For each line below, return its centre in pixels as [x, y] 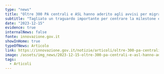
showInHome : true [23, 41]
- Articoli [20, 64]
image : [12, 55]
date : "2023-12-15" [25, 23]
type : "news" [18, 9]
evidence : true [20, 28]
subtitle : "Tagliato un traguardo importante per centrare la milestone [81, 18]
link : [10, 50]
